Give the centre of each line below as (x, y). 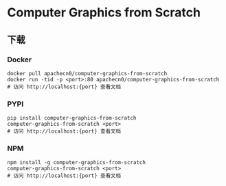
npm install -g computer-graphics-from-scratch (77, 163)
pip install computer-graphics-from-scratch (72, 118)
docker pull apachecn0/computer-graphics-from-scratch (87, 73)
